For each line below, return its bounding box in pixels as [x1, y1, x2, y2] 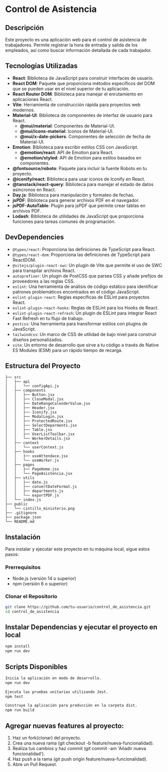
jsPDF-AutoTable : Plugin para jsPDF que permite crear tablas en [12, 202, 146, 208]
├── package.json [5, 515, 41, 520]
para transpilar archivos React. [12, 267, 76, 273]
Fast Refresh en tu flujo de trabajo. [12, 315, 84, 321]
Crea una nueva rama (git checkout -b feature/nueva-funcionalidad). [12, 740, 154, 746]
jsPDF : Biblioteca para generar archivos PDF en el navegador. [12, 197, 140, 203]
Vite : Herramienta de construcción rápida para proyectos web [12, 101, 141, 107]
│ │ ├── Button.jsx [5, 392, 55, 397]
